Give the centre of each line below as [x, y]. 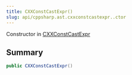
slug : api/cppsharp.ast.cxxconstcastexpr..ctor [66, 17]
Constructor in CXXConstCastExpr [48, 34]
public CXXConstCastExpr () [40, 66]
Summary [25, 52]
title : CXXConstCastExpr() [40, 12]
